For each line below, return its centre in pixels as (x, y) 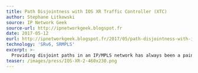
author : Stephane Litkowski (41, 17)
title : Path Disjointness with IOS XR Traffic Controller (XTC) (87, 11)
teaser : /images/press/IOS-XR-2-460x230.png (62, 61)
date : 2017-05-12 (27, 34)
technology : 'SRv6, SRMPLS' (41, 45)
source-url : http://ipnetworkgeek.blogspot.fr (64, 28)
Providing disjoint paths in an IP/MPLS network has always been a (96, 55)
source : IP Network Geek (37, 22)
